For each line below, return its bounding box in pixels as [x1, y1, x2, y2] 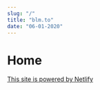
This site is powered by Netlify [7, 75, 94, 83]
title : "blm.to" [7, 16, 54, 23]
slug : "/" [7, 10, 36, 17]
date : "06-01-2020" [7, 23, 63, 30]
